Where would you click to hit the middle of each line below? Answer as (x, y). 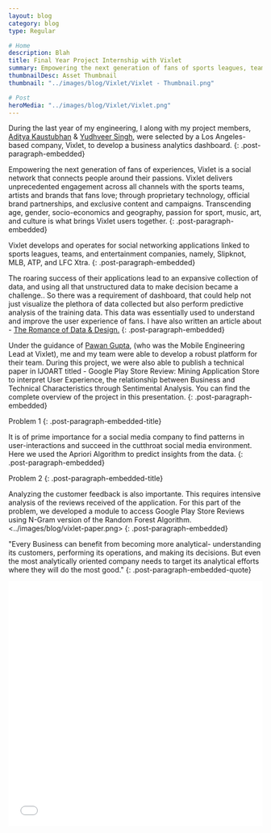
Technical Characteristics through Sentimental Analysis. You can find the (129, 388)
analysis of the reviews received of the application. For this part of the (125, 503)
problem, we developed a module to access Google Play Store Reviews (126, 511)
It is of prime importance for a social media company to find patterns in (126, 437)
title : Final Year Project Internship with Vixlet (95, 61)
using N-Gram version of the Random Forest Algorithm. (100, 520)
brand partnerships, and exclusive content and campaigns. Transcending (130, 204)
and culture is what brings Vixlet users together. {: (92, 221)
